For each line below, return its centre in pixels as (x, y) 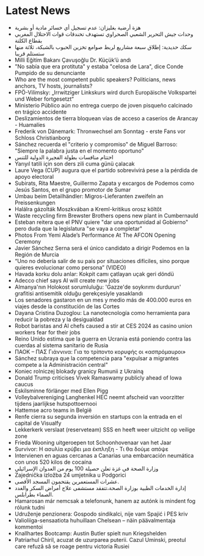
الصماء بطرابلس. (34, 494)
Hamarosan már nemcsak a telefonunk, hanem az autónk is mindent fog (105, 500)
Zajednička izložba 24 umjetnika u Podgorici (70, 475)
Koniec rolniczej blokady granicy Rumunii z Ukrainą (79, 371)
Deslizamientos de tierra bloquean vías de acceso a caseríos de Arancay (106, 118)
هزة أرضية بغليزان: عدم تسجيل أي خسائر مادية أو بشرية (78, 27)
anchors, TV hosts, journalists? (53, 85)
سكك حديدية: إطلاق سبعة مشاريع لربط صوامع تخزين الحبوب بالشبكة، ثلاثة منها (103, 47)
